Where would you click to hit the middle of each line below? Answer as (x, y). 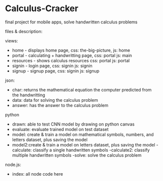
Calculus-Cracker (42, 9)
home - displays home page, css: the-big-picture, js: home (71, 50)
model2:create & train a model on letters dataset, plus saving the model (84, 145)
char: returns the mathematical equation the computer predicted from (82, 90)
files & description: (24, 31)
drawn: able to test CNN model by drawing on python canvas (73, 124)
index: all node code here (37, 174)
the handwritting (28, 95)
